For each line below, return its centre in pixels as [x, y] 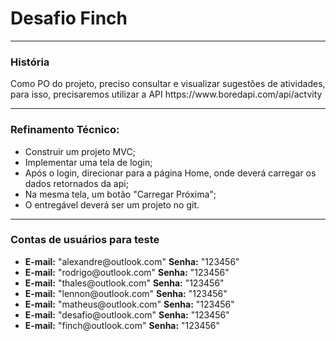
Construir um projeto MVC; [80, 151]
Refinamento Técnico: [65, 130]
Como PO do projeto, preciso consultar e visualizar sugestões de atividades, [168, 84]
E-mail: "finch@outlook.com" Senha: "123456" [122, 325]
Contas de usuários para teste [85, 240]
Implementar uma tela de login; [88, 162]
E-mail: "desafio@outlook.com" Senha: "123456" [127, 314]
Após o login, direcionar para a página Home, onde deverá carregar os [170, 173]
